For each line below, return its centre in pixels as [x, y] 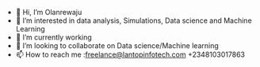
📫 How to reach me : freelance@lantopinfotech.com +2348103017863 [130, 54]
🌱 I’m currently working [54, 37]
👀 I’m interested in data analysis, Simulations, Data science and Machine [134, 20]
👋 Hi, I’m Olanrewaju [49, 12]
